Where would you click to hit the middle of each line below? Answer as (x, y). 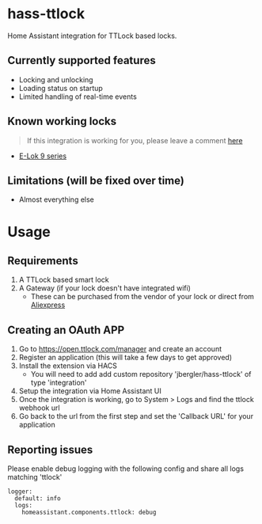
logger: (20, 492)
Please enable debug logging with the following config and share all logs (126, 469)
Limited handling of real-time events (78, 97)
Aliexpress (48, 305)
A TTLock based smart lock (64, 280)
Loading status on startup (61, 88)
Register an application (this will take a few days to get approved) (125, 358)
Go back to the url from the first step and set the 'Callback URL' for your (136, 416)
